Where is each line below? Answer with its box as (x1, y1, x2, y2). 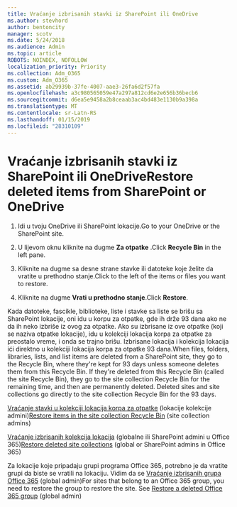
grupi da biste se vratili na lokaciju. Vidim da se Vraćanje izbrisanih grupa (7, 469, 221, 478)
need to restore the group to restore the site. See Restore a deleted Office (7, 484, 223, 493)
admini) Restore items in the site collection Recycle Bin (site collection (7, 411, 210, 420)
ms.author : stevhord (7, 17, 69, 24)
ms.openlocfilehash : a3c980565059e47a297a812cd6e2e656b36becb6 (7, 89, 199, 97)
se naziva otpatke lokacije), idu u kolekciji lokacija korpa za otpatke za (7, 329, 212, 338)
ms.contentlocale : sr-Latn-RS (7, 109, 97, 116)
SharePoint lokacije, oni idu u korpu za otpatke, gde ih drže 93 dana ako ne (7, 315, 227, 323)
